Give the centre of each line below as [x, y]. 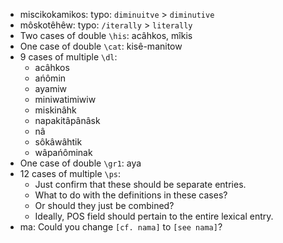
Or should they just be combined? [104, 205]
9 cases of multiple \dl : [68, 57]
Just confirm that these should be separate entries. [140, 184]
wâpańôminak [63, 152]
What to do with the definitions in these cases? [131, 195]
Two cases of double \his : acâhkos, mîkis [106, 35]
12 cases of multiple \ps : [70, 173]
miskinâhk [55, 110]
